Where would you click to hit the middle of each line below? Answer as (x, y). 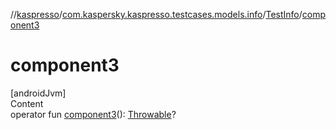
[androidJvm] (38, 93)
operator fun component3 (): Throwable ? (93, 114)
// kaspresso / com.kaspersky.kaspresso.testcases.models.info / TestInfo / (156, 14)
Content (27, 103)
